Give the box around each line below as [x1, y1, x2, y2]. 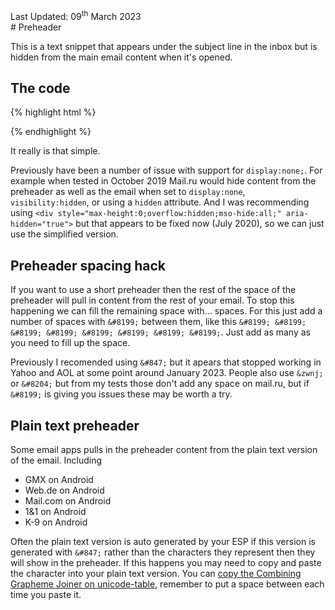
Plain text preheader [10, 417, 140, 434]
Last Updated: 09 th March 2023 [10, 9, 142, 22]
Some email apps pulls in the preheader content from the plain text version [10, 444, 318, 456]
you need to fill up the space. [10, 337, 131, 349]
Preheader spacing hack [10, 257, 166, 274]
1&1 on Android [24, 506, 87, 518]
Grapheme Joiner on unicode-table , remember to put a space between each [10, 578, 325, 590]
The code [10, 80, 71, 97]
